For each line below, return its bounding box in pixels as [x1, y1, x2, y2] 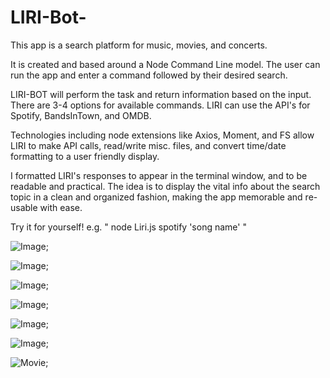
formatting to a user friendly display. [10, 150, 160, 162]
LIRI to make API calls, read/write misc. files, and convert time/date [10, 139, 287, 151]
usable [10, 201, 38, 213]
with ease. [39, 201, 83, 213]
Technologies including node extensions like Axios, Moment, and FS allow [10, 129, 315, 141]
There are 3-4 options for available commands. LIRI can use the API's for [10, 99, 311, 111]
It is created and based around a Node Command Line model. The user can [10, 58, 321, 70]
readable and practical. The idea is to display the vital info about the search [10, 180, 321, 192]
